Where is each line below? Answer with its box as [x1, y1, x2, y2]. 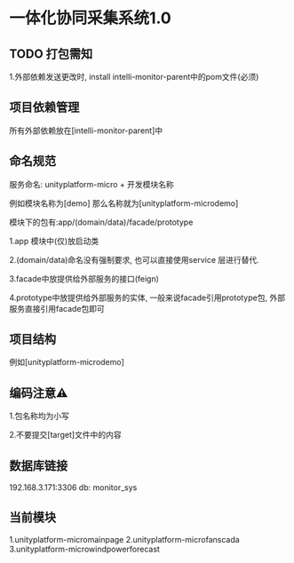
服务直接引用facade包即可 [9, 303, 105, 313]
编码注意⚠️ [9, 385, 68, 400]
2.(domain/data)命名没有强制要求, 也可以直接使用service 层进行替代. [9, 254, 259, 265]
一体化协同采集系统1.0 [9, 8, 171, 28]
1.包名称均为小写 [9, 410, 69, 422]
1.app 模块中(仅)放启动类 [9, 235, 99, 246]
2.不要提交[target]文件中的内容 [9, 430, 122, 440]
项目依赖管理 [9, 99, 80, 115]
